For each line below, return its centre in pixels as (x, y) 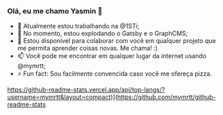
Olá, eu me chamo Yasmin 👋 (55, 11)
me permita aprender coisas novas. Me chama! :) (88, 48)
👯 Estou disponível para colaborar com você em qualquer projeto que (117, 41)
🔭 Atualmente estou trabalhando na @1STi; (79, 26)
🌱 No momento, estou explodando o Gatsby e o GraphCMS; (102, 33)
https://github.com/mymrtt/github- (167, 97)
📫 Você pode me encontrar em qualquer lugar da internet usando (112, 56)
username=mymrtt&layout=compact (59, 97)
